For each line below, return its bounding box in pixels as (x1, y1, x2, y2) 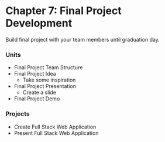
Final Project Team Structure (13, 64, 83, 71)
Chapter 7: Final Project (5, 4, 122, 18)
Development (5, 16, 73, 30)
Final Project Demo (13, 95, 60, 102)
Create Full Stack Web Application (13, 123, 97, 130)
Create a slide (22, 89, 57, 96)
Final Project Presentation (13, 83, 77, 90)
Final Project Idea (13, 70, 56, 77)
